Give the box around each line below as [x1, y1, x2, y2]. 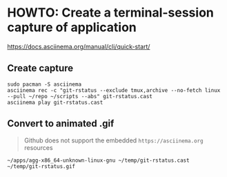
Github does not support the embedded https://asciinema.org [23, 136, 204, 145]
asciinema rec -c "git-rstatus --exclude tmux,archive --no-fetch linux [7, 86, 221, 94]
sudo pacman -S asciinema [7, 81, 81, 88]
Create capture [7, 62, 74, 74]
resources [23, 143, 53, 151]
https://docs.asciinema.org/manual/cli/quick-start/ [7, 42, 150, 50]
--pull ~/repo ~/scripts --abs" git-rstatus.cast [7, 93, 153, 100]
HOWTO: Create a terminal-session [7, 5, 214, 21]
